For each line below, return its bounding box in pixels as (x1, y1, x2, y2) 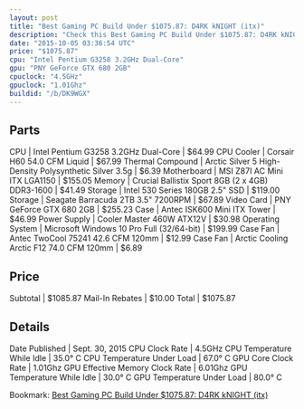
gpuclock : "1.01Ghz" (9, 81, 88, 90)
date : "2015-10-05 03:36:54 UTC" (9, 38, 136, 48)
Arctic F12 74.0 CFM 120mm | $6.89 (9, 243, 143, 253)
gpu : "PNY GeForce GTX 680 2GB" (9, 64, 131, 73)
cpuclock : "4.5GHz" (9, 72, 83, 81)
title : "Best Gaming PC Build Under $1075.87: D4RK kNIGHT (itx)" (9, 22, 265, 31)
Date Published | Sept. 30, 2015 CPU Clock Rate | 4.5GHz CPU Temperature (9, 343, 292, 354)
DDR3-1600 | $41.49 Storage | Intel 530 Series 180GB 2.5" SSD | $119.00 (9, 185, 280, 195)
